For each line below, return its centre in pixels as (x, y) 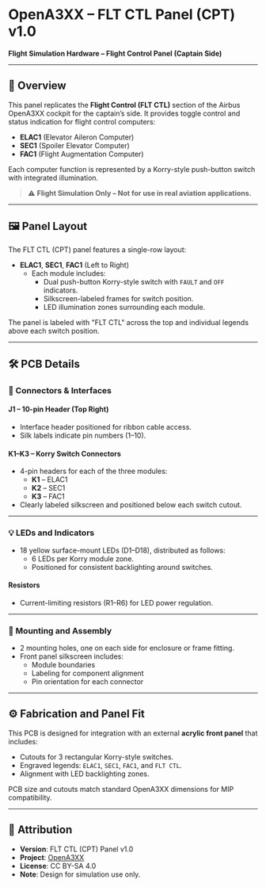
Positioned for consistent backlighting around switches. (122, 567)
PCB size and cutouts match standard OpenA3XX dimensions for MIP (121, 789)
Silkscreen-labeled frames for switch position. (118, 298)
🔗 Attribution (40, 830)
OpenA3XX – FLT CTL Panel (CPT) (122, 15)
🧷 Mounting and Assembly (60, 630)
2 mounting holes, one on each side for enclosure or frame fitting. (127, 648)
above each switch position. (54, 331)
